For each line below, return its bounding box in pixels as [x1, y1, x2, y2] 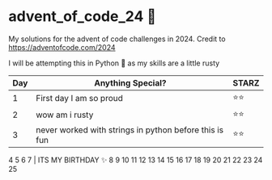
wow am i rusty [36, 109, 94, 120]
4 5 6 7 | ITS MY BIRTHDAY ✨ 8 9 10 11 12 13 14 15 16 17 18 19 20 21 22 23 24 [8, 155, 263, 165]
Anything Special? [94, 77, 168, 88]
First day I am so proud [36, 93, 123, 104]
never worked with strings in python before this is [36, 124, 224, 136]
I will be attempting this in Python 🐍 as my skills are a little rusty [8, 58, 220, 68]
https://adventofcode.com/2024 [8, 42, 116, 52]
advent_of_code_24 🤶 [8, 7, 156, 26]
